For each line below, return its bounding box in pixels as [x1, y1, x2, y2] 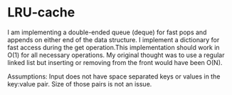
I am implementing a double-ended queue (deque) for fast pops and [7, 28, 207, 36]
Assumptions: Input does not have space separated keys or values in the [7, 72, 221, 81]
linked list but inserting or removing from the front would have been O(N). [7, 58, 223, 66]
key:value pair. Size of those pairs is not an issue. [7, 79, 152, 88]
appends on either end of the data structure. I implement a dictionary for [7, 35, 220, 44]
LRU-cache [7, 4, 75, 21]
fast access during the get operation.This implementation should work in [7, 43, 220, 51]
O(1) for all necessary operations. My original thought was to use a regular [7, 51, 225, 59]
